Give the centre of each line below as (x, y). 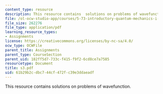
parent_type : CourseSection (33, 55)
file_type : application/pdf (33, 28)
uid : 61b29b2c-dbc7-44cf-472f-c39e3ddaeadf (50, 73)
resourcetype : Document (29, 63)
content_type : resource (29, 9)
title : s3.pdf (19, 68)
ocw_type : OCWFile (24, 46)
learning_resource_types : (31, 32)
